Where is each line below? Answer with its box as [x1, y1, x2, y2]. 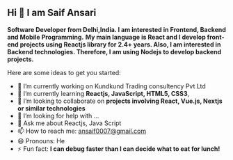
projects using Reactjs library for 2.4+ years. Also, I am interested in [19, 40, 221, 49]
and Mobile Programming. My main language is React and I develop [7, 33, 207, 41]
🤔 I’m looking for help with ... [17, 111, 99, 120]
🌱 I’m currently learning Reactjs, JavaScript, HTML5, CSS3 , [17, 89, 190, 97]
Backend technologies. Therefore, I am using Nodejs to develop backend [7, 47, 222, 56]
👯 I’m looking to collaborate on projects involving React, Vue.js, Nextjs [17, 97, 223, 105]
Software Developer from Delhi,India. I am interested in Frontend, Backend [7, 25, 226, 33]
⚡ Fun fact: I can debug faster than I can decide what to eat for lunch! [17, 144, 220, 153]
